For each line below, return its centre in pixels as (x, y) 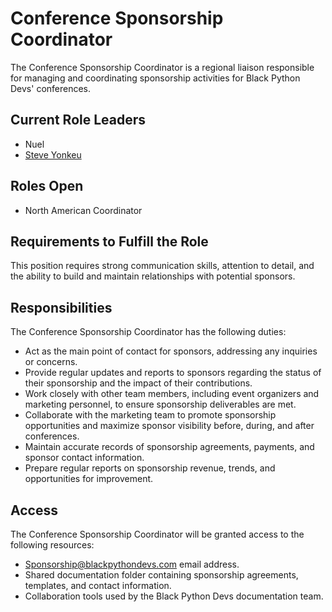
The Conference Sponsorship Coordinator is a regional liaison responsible (162, 67)
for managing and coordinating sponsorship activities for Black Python (155, 78)
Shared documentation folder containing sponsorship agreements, (161, 575)
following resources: (52, 545)
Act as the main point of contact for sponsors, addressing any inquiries (171, 351)
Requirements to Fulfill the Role (109, 241)
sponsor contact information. (84, 458)
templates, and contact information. (98, 585)
